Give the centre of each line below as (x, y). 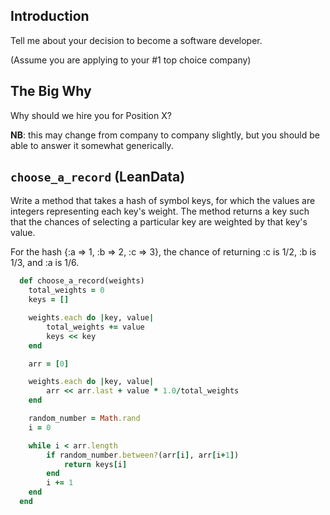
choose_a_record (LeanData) (98, 177)
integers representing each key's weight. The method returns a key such (160, 211)
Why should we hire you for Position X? (91, 115)
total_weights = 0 (66, 290)
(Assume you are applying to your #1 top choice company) (131, 60)
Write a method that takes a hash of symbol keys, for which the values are (163, 201)
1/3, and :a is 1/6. (45, 263)
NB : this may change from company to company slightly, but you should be (165, 135)
